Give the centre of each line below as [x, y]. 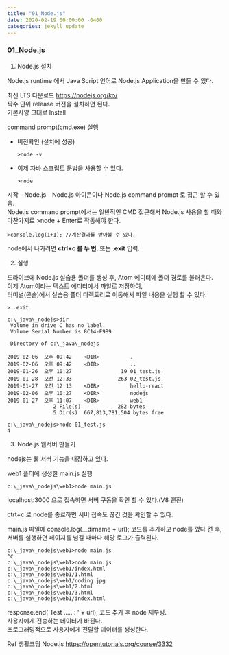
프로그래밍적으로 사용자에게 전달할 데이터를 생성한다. [78, 629]
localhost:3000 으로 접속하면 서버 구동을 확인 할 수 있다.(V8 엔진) [95, 500]
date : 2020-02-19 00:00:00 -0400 [55, 20]
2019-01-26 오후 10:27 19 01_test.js [84, 371]
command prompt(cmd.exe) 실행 [53, 127]
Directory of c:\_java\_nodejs [55, 344]
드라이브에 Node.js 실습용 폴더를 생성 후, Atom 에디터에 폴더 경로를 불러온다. [110, 277]
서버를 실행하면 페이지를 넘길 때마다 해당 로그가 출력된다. [83, 537]
